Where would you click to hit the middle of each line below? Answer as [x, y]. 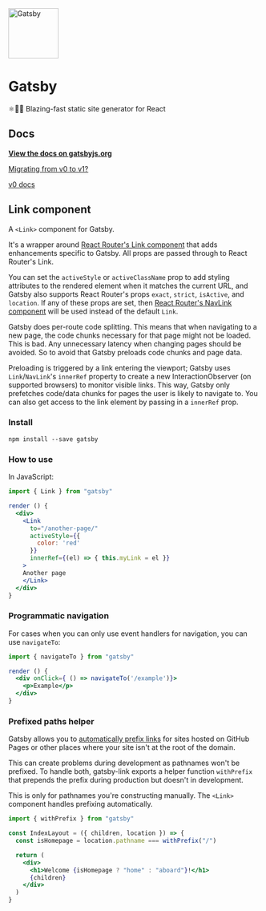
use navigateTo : [34, 642]
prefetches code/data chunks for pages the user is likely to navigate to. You [133, 393]
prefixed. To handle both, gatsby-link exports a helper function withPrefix [131, 771]
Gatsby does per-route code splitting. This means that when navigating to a [133, 326]
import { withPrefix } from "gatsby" [71, 819]
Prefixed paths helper [51, 721]
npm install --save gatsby [53, 439]
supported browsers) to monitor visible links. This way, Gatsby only [119, 385]
